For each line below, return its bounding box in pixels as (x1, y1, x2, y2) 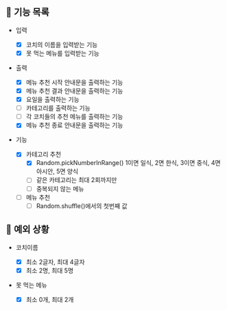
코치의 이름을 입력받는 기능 (25, 40, 98, 49)
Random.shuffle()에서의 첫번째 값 (36, 201, 128, 210)
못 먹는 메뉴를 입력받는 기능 (25, 49, 99, 57)
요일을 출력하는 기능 (25, 95, 80, 104)
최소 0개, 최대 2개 (25, 295, 74, 303)
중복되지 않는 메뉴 (36, 184, 84, 193)
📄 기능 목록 (5, 6, 50, 18)
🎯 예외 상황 (5, 224, 50, 235)
